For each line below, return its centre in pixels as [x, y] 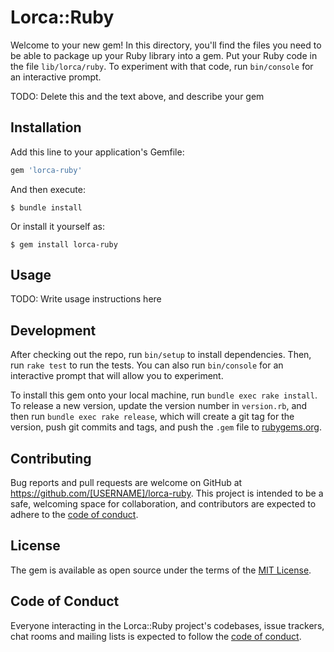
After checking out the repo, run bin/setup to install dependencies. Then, [161, 355]
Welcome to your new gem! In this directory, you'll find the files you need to [166, 45]
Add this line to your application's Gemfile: [97, 152]
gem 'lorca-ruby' [46, 170]
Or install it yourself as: [57, 226]
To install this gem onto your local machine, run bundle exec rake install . [164, 395]
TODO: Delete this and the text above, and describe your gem [137, 96]
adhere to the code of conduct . [74, 515]
